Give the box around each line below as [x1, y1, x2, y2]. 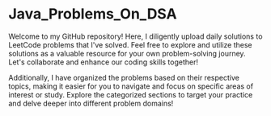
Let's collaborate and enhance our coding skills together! [8, 57, 198, 67]
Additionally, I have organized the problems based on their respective [8, 72, 240, 82]
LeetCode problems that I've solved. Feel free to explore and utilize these [8, 39, 252, 49]
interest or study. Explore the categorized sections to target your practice [8, 89, 253, 99]
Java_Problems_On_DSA [8, 5, 177, 23]
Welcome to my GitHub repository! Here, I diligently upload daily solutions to [8, 31, 263, 41]
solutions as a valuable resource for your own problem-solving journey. [8, 48, 246, 58]
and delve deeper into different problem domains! [8, 98, 174, 108]
